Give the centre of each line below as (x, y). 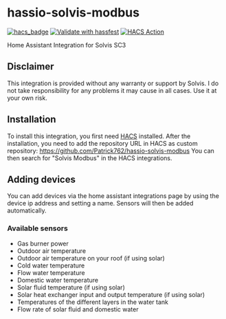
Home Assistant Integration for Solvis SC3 (67, 45)
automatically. (27, 210)
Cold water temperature (51, 265)
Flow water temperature (51, 272)
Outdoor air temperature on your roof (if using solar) (91, 258)
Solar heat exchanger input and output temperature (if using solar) (111, 294)
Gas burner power (43, 243)
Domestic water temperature (57, 280)
